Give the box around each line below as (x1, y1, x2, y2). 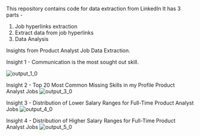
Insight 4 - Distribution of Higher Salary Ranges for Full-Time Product (6, 117, 176, 124)
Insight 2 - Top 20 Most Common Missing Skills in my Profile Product (6, 81, 175, 88)
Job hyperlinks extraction (14, 23, 78, 30)
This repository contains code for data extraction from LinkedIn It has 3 (6, 5, 181, 12)
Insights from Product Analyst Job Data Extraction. (6, 47, 131, 54)
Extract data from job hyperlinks (14, 29, 94, 36)
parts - (6, 11, 23, 18)
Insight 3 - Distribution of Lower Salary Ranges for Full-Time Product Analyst (6, 99, 194, 106)
